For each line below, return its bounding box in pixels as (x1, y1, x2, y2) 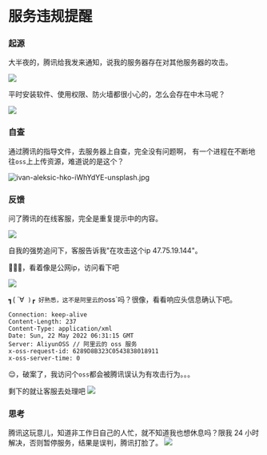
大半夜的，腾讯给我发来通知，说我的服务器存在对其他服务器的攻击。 (8, 58, 233, 67)
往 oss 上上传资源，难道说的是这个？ (8, 156, 125, 166)
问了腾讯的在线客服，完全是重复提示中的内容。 (8, 214, 162, 223)
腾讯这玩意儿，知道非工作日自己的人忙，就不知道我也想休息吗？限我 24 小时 (8, 428, 260, 437)
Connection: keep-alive (8, 311, 88, 319)
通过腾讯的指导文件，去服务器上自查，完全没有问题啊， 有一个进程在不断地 (8, 146, 256, 156)
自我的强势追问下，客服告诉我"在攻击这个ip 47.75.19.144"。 (8, 246, 202, 256)
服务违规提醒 (8, 7, 94, 26)
